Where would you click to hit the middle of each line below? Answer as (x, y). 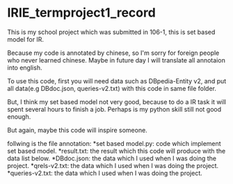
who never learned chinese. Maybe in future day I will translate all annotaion (116, 60)
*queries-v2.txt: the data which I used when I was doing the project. (105, 173)
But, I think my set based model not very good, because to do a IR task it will (117, 101)
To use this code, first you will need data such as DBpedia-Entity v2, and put (117, 81)
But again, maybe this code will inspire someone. (77, 130)
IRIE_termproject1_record (82, 13)
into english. (25, 67)
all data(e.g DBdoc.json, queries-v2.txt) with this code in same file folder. (112, 88)
